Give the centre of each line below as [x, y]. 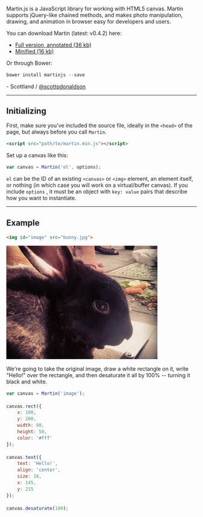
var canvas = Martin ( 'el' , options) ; [54, 167]
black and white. [27, 382]
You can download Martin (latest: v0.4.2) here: [64, 33]
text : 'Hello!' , [38, 464]
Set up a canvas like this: [37, 155]
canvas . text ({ [24, 457]
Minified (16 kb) [34, 51]
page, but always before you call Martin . [56, 132]
